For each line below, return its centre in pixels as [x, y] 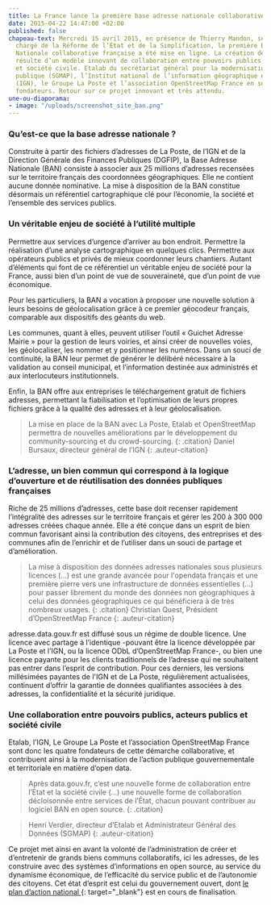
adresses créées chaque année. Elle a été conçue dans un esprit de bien [129, 526]
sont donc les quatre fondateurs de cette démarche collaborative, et [122, 751]
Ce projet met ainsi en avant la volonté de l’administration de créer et [123, 849]
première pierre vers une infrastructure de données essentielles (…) [141, 584]
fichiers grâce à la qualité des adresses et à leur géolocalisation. [115, 408]
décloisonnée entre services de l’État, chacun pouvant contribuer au [142, 801]
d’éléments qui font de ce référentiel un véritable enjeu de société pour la [130, 267]
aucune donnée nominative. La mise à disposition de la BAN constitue [124, 186]
